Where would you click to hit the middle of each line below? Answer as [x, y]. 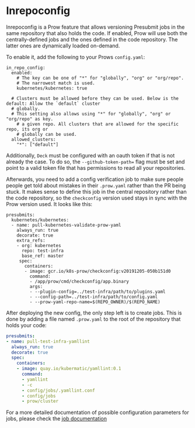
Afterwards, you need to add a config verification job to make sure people [95, 179]
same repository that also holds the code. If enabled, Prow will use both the [97, 33]
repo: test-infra [43, 251]
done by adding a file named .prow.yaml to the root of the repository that [93, 319]
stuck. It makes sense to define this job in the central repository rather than [96, 191]
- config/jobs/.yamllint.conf [58, 391]
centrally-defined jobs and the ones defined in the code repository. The [92, 39]
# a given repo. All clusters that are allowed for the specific [98, 124]
